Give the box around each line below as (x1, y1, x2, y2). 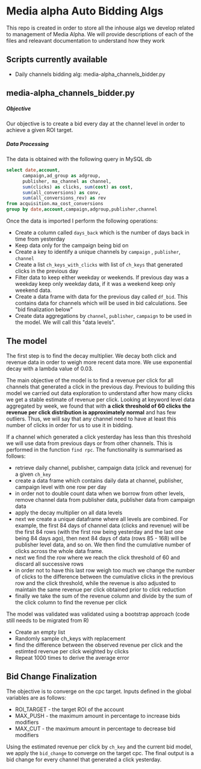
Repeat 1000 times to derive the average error (14, 654, 129, 661)
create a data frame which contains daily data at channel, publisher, (14, 476, 184, 484)
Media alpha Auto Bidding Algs (6, 4, 164, 18)
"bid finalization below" (14, 306, 73, 313)
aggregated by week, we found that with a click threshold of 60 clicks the (6, 402, 191, 410)
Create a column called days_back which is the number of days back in (14, 229, 190, 236)
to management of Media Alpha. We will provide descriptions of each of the (6, 30, 194, 37)
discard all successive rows (14, 560, 84, 568)
